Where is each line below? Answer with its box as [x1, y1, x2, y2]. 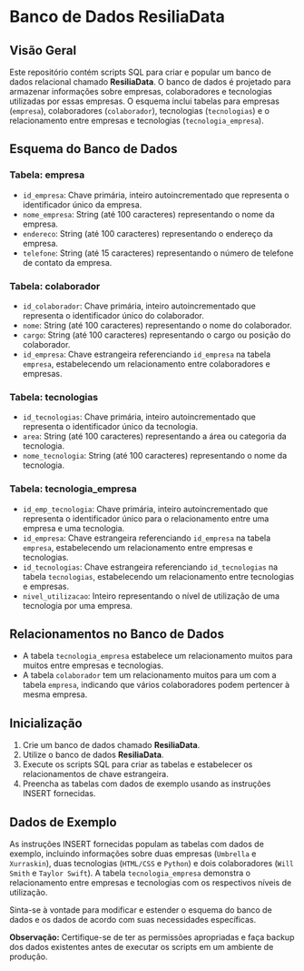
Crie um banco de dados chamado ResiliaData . [22, 740, 201, 751]
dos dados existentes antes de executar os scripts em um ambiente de [9, 942, 274, 953]
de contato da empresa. [22, 257, 113, 268]
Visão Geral [9, 43, 77, 58]
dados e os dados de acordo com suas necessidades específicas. [9, 915, 257, 925]
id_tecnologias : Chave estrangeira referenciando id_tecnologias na [22, 561, 279, 572]
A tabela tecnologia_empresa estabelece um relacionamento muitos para [22, 651, 293, 662]
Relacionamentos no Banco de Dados [9, 626, 225, 642]
